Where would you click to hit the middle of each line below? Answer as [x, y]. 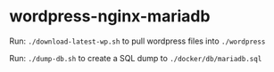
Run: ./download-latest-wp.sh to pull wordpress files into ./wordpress [137, 41]
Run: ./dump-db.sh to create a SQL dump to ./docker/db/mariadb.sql [136, 58]
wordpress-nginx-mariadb [110, 16]
